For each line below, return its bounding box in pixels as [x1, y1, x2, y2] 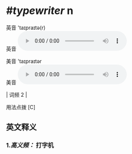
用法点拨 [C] [6, 103, 36, 110]
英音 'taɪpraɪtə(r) [6, 24, 46, 31]
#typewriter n [6, 4, 74, 17]
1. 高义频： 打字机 [6, 141, 54, 149]
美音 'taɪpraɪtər [6, 57, 42, 65]
